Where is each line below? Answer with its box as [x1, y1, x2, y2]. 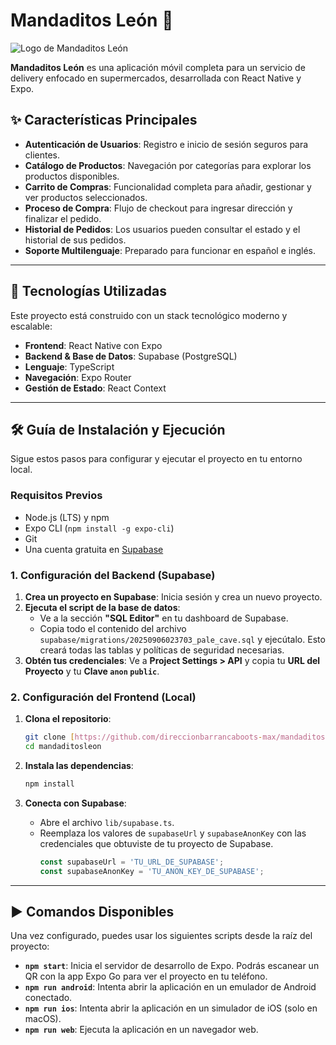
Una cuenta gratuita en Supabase [24, 543, 164, 555]
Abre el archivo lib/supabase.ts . [39, 816, 175, 828]
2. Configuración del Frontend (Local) [10, 690, 197, 704]
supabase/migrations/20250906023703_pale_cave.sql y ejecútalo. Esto [39, 633, 326, 645]
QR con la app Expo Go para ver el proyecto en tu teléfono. [24, 970, 268, 983]
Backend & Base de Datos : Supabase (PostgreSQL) [24, 350, 238, 362]
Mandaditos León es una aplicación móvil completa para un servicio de [10, 61, 306, 73]
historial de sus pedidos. [24, 234, 127, 246]
